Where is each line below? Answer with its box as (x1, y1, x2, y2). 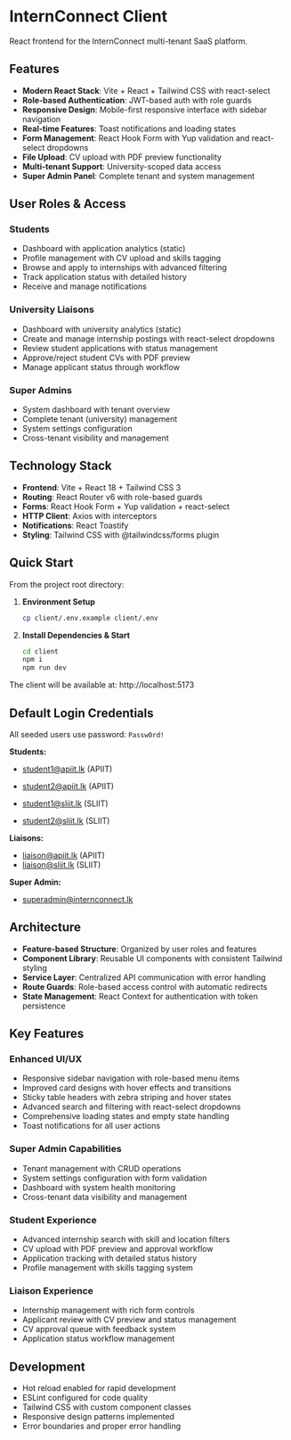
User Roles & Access (9, 196, 126, 211)
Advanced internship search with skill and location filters (21, 1234, 230, 1245)
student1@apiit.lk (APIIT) (21, 763, 113, 774)
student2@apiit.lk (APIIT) (21, 780, 114, 791)
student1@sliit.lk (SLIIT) (21, 798, 109, 809)
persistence (21, 1000, 67, 1011)
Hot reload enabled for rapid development (21, 1383, 176, 1394)
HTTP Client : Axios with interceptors (21, 510, 158, 521)
